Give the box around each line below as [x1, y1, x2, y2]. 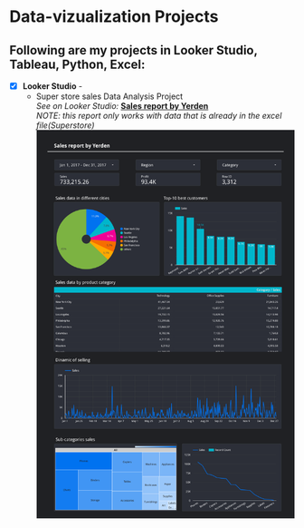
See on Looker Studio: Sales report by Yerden [35, 101, 209, 112]
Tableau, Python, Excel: [9, 56, 146, 72]
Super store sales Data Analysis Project [35, 91, 184, 102]
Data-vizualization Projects [9, 6, 219, 27]
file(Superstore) [35, 120, 95, 131]
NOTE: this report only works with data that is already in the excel [35, 111, 282, 122]
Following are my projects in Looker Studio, [9, 43, 258, 58]
